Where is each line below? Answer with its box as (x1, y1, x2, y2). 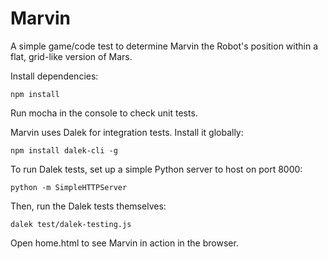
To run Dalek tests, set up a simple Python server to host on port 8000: (10, 163, 303, 175)
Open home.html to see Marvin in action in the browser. (10, 237, 239, 249)
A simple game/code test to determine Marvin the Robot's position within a (10, 40, 319, 52)
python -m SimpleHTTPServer (10, 182, 128, 192)
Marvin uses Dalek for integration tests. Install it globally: (10, 126, 244, 138)
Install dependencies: (10, 70, 99, 82)
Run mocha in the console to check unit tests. (10, 107, 198, 119)
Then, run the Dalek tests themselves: (10, 200, 167, 212)
